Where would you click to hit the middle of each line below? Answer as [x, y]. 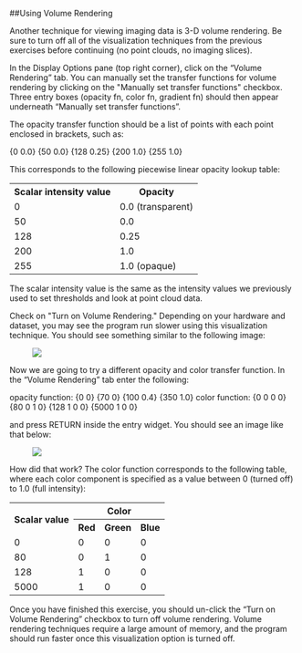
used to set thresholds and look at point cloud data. [106, 298]
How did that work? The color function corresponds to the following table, [148, 469]
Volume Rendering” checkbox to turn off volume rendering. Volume [136, 619]
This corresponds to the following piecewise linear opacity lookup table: [145, 169]
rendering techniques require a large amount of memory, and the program [148, 629]
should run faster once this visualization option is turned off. [122, 638]
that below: [31, 434]
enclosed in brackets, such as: [67, 134]
